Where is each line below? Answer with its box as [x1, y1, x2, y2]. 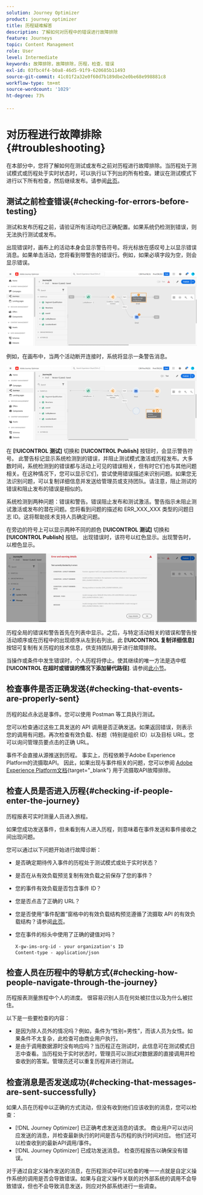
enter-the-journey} [6, 796, 80, 806]
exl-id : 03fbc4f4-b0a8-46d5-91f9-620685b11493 [6, 67, 126, 73]
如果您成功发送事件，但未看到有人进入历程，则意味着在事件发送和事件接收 [6, 825, 192, 832]
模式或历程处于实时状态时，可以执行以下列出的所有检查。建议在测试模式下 [11, 170, 197, 177]
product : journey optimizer [6, 16, 77, 22]
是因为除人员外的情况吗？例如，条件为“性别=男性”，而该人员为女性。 [14, 1027, 188, 1035]
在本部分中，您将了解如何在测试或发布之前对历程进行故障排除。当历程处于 [6, 162, 192, 169]
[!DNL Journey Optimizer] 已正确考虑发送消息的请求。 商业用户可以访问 [14, 1124, 193, 1131]
